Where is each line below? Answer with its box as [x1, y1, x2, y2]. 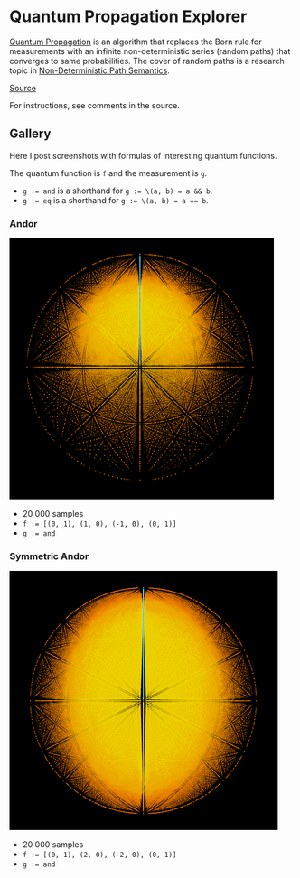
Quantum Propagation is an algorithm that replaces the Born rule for [9, 36, 262, 47]
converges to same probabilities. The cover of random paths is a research [9, 55, 285, 66]
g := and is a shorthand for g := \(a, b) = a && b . [22, 185, 213, 196]
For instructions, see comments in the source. [9, 99, 181, 110]
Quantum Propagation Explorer [9, 6, 248, 27]
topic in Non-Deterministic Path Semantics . [9, 65, 170, 76]
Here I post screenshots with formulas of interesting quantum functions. [9, 150, 277, 161]
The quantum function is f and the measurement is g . [9, 167, 208, 178]
